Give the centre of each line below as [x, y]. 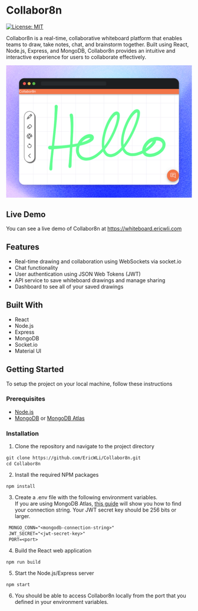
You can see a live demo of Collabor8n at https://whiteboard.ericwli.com [94, 229]
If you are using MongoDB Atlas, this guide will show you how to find [98, 504]
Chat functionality [36, 267]
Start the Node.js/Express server [54, 573]
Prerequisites [26, 399]
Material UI [28, 351]
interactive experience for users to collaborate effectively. [76, 57]
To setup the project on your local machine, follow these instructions [89, 384]
